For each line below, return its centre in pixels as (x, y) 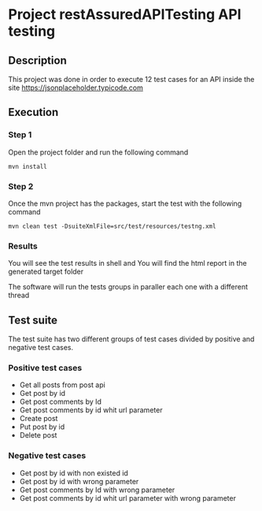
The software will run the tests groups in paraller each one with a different (128, 287)
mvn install (28, 166)
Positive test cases (45, 368)
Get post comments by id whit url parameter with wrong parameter (127, 498)
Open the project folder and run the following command (98, 152)
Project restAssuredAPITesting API (125, 15)
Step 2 (21, 186)
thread (19, 295)
